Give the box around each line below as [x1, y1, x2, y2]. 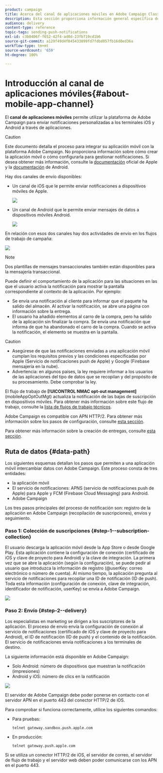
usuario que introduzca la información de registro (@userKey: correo [5, 565, 143, 571]
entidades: [5, 471, 26, 477]
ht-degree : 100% [5, 52, 38, 57]
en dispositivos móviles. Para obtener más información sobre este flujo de [5, 399, 153, 405]
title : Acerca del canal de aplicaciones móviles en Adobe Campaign [5, 12, 147, 17]
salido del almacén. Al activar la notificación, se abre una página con [12, 303, 149, 309]
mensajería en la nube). [12, 364, 59, 369]
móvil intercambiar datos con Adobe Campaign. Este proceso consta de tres [5, 465, 158, 471]
